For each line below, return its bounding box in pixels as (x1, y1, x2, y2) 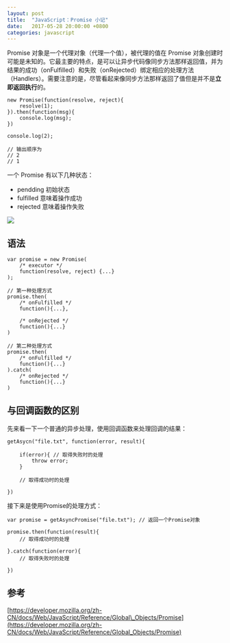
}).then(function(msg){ (7, 109, 75, 116)
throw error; (31, 457, 69, 464)
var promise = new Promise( (7, 256, 88, 263)
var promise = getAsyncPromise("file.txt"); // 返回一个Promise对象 (7, 516, 201, 523)
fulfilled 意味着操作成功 (16, 194, 82, 202)
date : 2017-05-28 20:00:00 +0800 (7, 23, 109, 29)
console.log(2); (7, 133, 53, 140)
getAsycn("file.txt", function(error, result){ (7, 438, 146, 445)
